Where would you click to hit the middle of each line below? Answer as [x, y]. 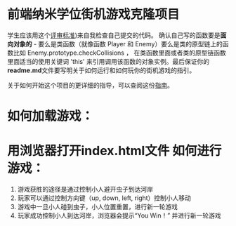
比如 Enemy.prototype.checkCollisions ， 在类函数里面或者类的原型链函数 [120, 53]
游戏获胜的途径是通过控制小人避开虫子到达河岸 [85, 190]
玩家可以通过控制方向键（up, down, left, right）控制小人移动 [104, 198]
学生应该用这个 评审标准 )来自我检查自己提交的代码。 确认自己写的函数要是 [114, 35]
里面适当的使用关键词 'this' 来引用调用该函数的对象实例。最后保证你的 [108, 61]
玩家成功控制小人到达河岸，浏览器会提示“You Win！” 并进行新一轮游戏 [119, 215]
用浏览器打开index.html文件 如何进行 [114, 151]
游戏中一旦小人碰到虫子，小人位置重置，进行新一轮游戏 [97, 207]
